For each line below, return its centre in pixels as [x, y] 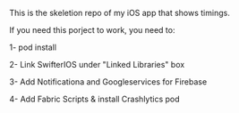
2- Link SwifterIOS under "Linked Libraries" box [97, 65]
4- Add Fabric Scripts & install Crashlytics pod [95, 99]
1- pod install [33, 47]
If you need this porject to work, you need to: [92, 30]
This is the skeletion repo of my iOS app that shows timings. [119, 13]
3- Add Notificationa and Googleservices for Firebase [108, 82]
